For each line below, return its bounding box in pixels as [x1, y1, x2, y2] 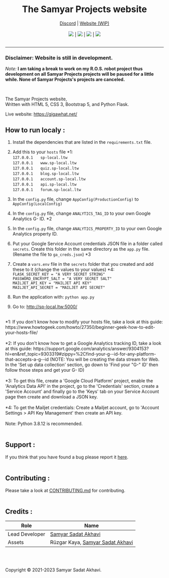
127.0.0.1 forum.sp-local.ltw [12, 188, 81, 193]
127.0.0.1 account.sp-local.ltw [12, 177, 86, 182]
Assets [8, 539, 24, 546]
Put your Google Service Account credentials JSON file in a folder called [12, 241, 162, 247]
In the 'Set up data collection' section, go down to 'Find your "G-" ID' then [5, 362, 158, 368]
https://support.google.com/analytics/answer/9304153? [33, 345, 149, 352]
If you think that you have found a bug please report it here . [5, 454, 129, 460]
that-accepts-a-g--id [5, 357, 49, 363]
